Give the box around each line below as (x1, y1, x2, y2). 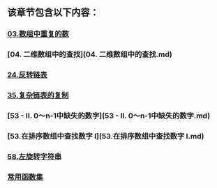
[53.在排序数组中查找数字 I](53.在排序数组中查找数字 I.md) (7, 131, 204, 141)
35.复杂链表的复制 (7, 91, 69, 100)
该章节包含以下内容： (7, 6, 99, 19)
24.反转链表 (7, 70, 47, 80)
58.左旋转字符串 (7, 152, 62, 162)
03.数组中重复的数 (7, 29, 70, 39)
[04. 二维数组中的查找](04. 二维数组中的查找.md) (7, 49, 172, 59)
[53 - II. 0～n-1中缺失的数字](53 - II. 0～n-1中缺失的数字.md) (7, 111, 211, 120)
